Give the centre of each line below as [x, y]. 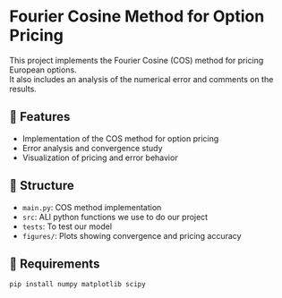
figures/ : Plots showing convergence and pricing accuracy [132, 235]
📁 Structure [42, 186]
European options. [43, 70]
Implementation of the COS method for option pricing [120, 138]
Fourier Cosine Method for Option [137, 17]
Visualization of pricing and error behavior [100, 158]
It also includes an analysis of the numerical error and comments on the [141, 79]
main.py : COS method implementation [92, 207]
